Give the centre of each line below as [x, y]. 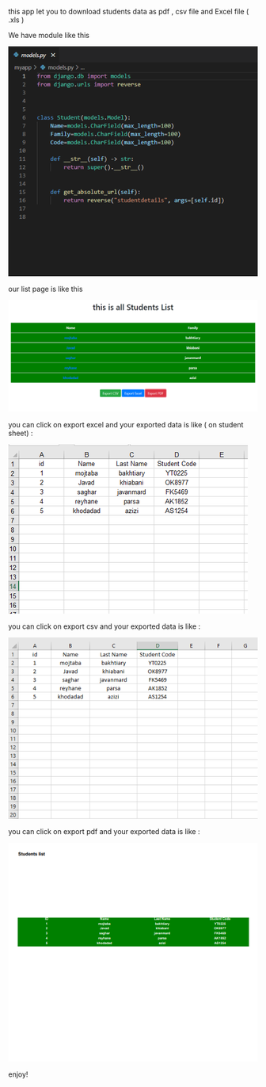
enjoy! [18, 1074]
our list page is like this [46, 289]
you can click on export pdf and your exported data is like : [104, 831]
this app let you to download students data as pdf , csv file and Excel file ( [129, 11]
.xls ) [16, 20]
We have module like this [49, 35]
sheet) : [21, 433]
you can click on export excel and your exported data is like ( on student [126, 424]
